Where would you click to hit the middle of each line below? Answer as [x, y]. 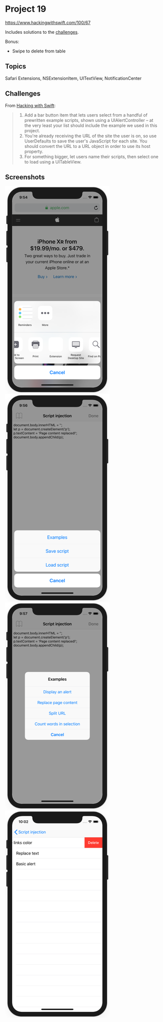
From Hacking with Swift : [30, 105]
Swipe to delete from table [39, 51]
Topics [16, 66]
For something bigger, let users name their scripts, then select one [91, 156]
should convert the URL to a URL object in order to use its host [87, 146]
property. [34, 151]
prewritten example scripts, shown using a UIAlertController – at [89, 120]
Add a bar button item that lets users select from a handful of [86, 115]
